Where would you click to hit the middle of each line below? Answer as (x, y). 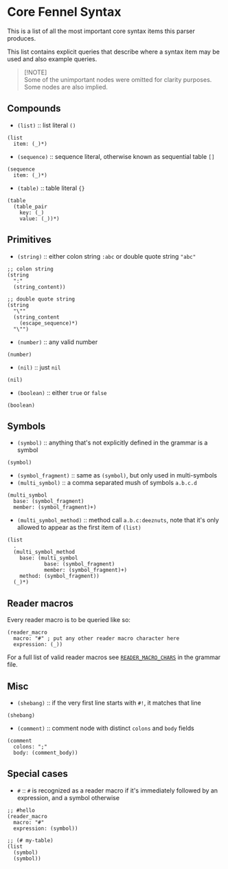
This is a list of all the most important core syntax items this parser (101, 31)
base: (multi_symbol (49, 558)
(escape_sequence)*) (49, 323)
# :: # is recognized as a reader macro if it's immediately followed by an (117, 790)
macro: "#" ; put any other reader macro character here (96, 639)
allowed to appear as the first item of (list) (79, 528)
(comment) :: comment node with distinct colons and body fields (105, 728)
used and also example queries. (52, 58)
